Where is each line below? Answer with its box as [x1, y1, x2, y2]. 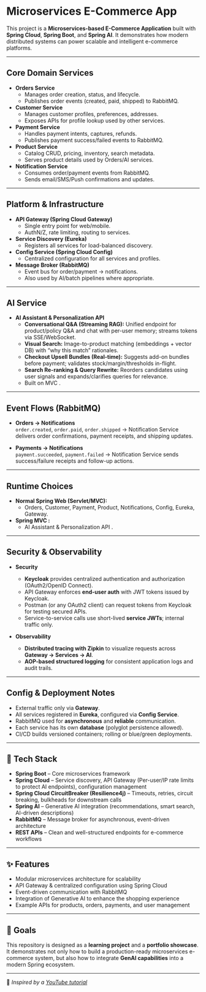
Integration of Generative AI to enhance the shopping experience [15, 895, 180, 902]
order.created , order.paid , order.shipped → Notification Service [15, 426, 179, 433]
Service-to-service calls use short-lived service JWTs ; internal [24, 614, 185, 621]
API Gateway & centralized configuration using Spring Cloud [15, 882, 167, 889]
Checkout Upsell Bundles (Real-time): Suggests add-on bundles [24, 353, 190, 361]
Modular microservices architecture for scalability [15, 875, 141, 883]
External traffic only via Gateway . [15, 704, 100, 711]
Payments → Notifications [15, 444, 83, 452]
